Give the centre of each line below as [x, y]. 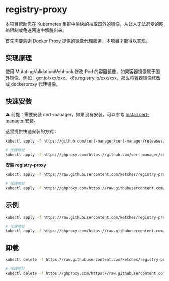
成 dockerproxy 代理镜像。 [33, 84]
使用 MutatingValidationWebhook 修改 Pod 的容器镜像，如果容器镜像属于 [80, 71]
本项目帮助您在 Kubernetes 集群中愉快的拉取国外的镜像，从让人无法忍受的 [82, 24]
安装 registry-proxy [26, 165]
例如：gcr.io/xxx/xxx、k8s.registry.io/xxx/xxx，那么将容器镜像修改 [92, 78]
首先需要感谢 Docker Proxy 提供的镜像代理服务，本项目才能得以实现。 [78, 41]
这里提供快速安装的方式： [32, 131]
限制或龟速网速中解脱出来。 [38, 30]
